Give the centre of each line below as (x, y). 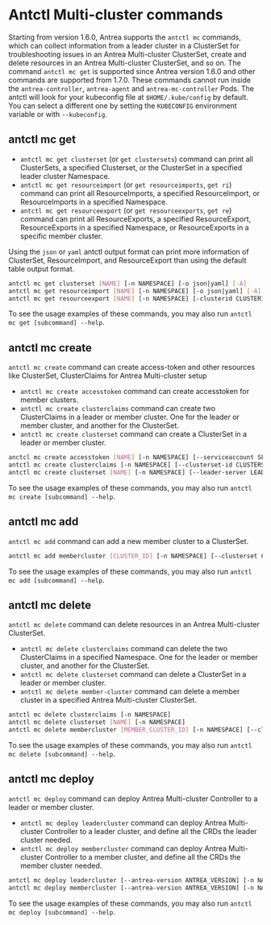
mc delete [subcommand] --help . (62, 753)
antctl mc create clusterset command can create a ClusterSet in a (133, 434)
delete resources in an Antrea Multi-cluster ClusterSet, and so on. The (125, 63)
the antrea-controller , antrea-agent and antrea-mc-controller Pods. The (131, 88)
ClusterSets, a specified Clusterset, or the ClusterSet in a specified (131, 168)
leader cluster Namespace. (65, 176)
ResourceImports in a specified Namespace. (94, 201)
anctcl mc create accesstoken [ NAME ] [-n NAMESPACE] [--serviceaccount (131, 458)
